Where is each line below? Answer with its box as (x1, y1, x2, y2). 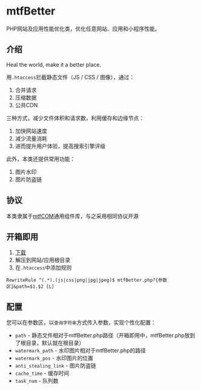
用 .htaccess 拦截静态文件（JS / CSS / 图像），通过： (6, 73, 135, 81)
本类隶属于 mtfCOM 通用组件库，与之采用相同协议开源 (6, 212, 139, 219)
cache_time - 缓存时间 (15, 369, 70, 377)
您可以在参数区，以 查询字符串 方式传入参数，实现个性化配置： (6, 319, 156, 326)
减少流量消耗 (15, 134, 47, 142)
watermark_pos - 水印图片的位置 (15, 354, 94, 362)
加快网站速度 (15, 127, 47, 134)
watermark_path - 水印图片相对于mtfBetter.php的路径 (15, 347, 147, 354)
